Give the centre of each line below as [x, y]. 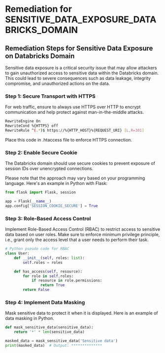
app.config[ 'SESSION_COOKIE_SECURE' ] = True [51, 206]
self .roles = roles [43, 262]
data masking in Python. [30, 318]
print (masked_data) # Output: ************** [54, 345]
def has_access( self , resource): [48, 271]
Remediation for [39, 9]
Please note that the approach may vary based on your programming [75, 178]
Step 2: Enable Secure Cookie [41, 152]
